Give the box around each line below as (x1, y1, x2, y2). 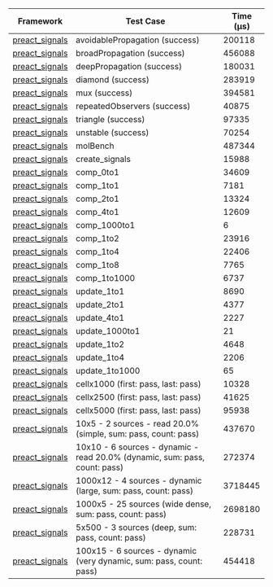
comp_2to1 (76, 193, 119, 204)
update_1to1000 (76, 366, 141, 376)
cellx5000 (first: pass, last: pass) (76, 405, 201, 416)
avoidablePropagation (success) (76, 34, 200, 46)
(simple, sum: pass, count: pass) (76, 428, 200, 439)
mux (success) (76, 87, 133, 99)
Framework (17, 15, 63, 27)
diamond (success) (76, 74, 150, 85)
